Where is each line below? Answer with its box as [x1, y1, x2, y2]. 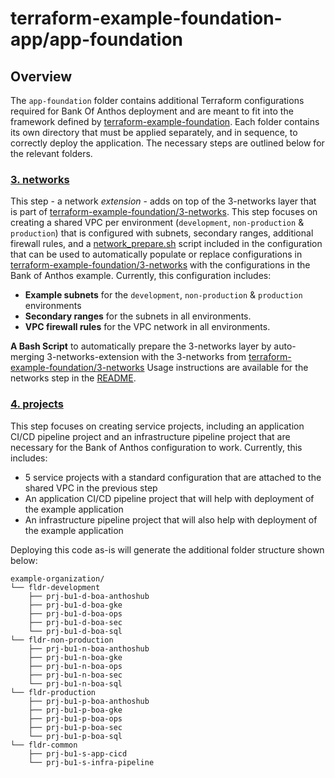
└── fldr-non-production [10, 635, 114, 645]
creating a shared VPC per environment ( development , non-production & [10, 217, 305, 229]
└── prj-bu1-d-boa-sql [28, 626, 123, 636]
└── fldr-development [10, 582, 101, 592]
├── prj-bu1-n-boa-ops [28, 661, 123, 671]
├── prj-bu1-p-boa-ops [28, 713, 123, 724]
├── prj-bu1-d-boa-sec [28, 617, 123, 627]
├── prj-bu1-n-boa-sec [28, 670, 123, 680]
